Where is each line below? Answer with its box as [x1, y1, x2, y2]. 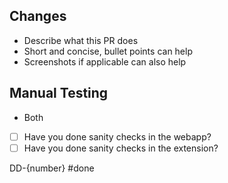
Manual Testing [9, 85, 109, 102]
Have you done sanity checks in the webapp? [23, 130, 212, 143]
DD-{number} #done [9, 162, 95, 174]
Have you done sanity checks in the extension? [23, 142, 219, 154]
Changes [9, 8, 67, 25]
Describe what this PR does [23, 34, 139, 46]
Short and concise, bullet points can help [23, 45, 193, 57]
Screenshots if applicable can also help [23, 55, 187, 68]
